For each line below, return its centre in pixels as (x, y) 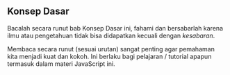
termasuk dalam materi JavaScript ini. (61, 64)
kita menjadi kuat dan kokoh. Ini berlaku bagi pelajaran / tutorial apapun (109, 56)
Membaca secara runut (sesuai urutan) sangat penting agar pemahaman (111, 49)
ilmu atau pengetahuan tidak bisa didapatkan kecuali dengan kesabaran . (111, 35)
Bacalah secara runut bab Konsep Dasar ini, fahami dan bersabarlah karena (115, 28)
